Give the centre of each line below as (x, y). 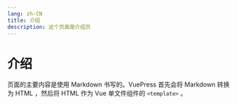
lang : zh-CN (25, 14)
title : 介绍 (24, 20)
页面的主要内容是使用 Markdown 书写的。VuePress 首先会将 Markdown (111, 84)
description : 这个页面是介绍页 (49, 27)
